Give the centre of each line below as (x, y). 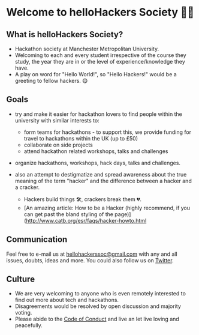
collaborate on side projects (58, 145)
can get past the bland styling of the (69, 214)
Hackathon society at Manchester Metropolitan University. (87, 49)
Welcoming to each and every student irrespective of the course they (101, 55)
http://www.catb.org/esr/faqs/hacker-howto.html (86, 220)
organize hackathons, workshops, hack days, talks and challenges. (98, 163)
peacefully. (29, 325)
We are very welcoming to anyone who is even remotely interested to (100, 294)
